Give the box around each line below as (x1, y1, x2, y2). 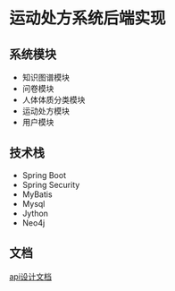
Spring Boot (21, 169, 67, 180)
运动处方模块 (21, 106, 70, 116)
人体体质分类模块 (21, 95, 86, 105)
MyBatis (21, 189, 53, 200)
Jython (21, 208, 49, 218)
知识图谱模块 (21, 73, 70, 82)
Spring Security (21, 179, 80, 190)
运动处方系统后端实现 (9, 8, 167, 29)
